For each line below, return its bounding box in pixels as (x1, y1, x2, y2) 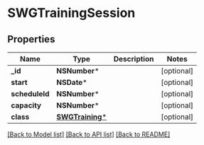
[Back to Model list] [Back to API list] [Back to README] (7, 130, 171, 139)
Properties (7, 33, 55, 45)
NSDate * (56, 78, 87, 87)
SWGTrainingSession (7, 5, 136, 21)
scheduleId (11, 89, 50, 98)
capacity (11, 100, 41, 110)
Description (113, 54, 154, 64)
